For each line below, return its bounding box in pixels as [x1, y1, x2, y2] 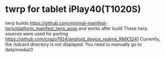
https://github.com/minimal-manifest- [29, 20, 108, 26]
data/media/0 [5, 46, 34, 52]
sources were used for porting [5, 30, 68, 36]
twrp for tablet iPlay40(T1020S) [5, 3, 141, 15]
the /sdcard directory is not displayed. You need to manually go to [5, 41, 142, 47]
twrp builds [5, 20, 29, 26]
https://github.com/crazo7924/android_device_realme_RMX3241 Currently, [5, 36, 161, 42]
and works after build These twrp [78, 25, 147, 31]
